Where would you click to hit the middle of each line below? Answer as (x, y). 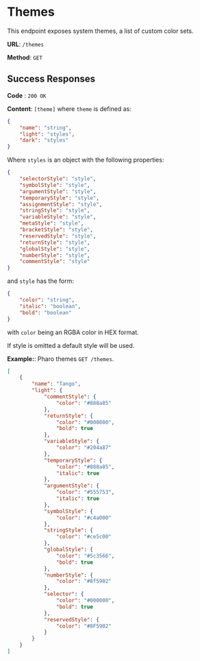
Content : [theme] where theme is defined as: (69, 109)
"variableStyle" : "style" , (58, 217)
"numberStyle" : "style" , (55, 255)
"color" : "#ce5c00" (84, 537)
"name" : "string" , (46, 127)
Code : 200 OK (27, 95)
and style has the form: (40, 281)
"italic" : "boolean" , (50, 306)
